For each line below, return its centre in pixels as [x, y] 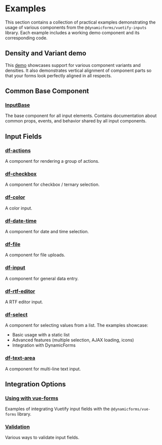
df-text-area [20, 358]
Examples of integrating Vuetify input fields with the [57, 409]
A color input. [19, 208]
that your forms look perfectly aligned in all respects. [58, 75]
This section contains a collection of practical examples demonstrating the [81, 22]
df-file [13, 244]
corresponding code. [26, 38]
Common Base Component [47, 91]
